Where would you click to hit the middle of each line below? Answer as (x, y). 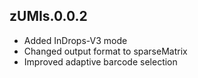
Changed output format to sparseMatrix (105, 51)
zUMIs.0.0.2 (48, 16)
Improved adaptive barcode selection (100, 61)
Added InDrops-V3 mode (75, 40)
